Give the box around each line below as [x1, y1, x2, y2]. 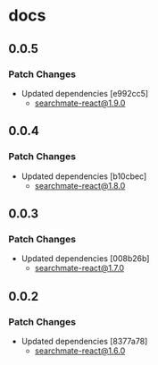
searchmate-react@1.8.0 [34, 180, 126, 191]
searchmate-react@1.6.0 [34, 345, 126, 356]
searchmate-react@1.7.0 [34, 263, 125, 274]
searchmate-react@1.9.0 [34, 98, 126, 108]
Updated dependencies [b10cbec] [21, 171, 147, 182]
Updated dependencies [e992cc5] [21, 88, 149, 98]
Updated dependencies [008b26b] [21, 253, 150, 264]
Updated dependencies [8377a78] [21, 335, 148, 346]
